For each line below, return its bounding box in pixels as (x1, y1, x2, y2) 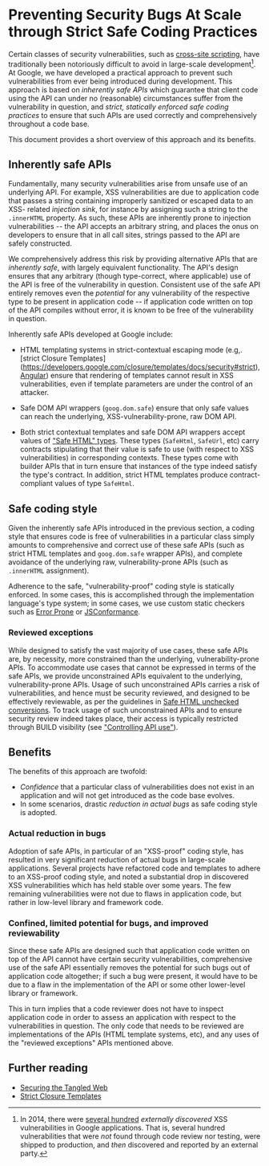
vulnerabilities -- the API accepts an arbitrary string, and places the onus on (8, 222, 259, 231)
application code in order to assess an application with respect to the (8, 1012, 236, 1021)
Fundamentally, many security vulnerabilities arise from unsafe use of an (8, 179, 248, 189)
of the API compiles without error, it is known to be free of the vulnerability (8, 305, 254, 315)
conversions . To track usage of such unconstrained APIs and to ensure (8, 705, 243, 715)
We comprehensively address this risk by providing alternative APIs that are (8, 255, 258, 264)
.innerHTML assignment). (8, 566, 90, 576)
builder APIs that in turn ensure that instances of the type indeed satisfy (19, 462, 258, 471)
